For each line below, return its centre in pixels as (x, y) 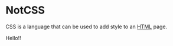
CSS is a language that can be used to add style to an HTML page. (86, 27)
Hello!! (13, 38)
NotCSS (25, 10)
